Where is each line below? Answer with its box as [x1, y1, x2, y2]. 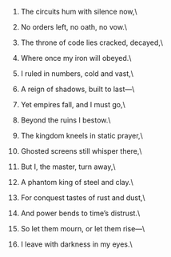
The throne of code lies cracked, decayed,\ [20, 38, 163, 47]
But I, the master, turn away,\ [20, 162, 116, 171]
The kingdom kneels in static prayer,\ [20, 131, 143, 140]
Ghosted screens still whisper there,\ [20, 147, 142, 155]
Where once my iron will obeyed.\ [20, 54, 132, 62]
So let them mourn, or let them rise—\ [20, 224, 145, 233]
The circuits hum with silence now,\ [20, 7, 138, 16]
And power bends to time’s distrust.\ [20, 208, 141, 218]
